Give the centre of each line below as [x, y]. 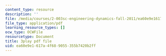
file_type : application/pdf [34, 23]
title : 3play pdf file [28, 41]
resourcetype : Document [30, 37]
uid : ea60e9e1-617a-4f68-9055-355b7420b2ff [51, 46]
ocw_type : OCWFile [24, 32]
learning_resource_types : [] [35, 28]
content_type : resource [30, 9]
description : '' [22, 14]
